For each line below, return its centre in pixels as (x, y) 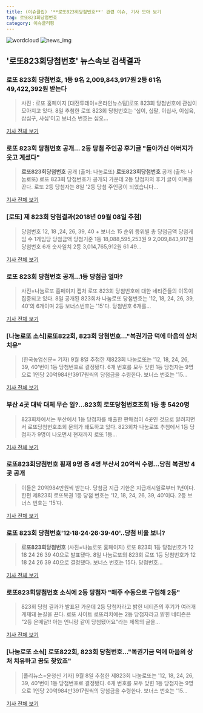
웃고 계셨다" (23, 157)
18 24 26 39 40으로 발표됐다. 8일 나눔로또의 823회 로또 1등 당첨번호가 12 (108, 555)
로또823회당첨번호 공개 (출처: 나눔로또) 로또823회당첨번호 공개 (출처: (104, 172)
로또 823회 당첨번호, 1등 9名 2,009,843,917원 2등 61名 (84, 79)
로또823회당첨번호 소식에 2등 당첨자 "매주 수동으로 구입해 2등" (93, 592)
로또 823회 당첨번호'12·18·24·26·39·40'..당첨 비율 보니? (86, 532)
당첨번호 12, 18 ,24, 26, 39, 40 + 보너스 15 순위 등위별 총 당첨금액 (99, 231)
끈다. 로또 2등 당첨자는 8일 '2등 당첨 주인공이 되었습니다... (90, 187)
